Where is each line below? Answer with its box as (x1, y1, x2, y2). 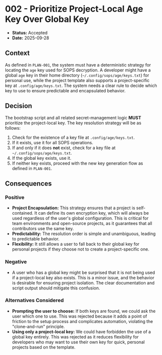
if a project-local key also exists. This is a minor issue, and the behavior (12, 274, 155, 280)
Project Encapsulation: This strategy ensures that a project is (12, 205, 135, 211)
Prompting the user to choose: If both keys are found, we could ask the (12, 308, 156, 314)
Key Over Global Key (5, 14, 89, 25)
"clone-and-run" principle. (12, 323, 65, 329)
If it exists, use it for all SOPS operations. (12, 139, 93, 145)
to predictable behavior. (12, 236, 59, 242)
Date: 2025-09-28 (12, 35, 49, 41)
